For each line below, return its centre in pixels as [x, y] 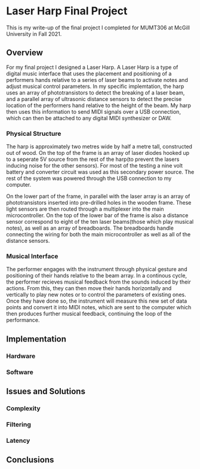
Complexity [23, 408]
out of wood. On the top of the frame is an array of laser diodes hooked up [98, 153]
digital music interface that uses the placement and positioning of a [89, 74]
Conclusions [30, 460]
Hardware [21, 356]
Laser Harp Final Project [67, 11]
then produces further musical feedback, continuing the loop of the [89, 314]
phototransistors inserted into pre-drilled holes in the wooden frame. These [99, 203]
